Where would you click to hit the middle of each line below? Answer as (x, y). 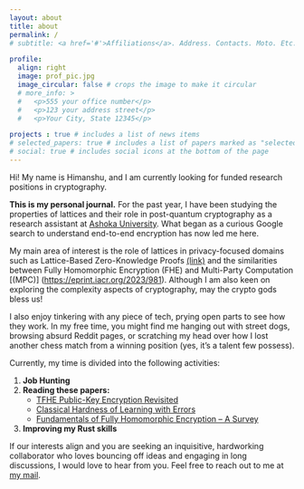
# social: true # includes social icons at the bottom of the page (139, 152)
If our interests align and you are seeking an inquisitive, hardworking (137, 446)
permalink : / (34, 34)
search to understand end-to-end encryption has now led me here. (134, 233)
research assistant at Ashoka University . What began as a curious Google (146, 224)
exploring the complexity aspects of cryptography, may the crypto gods (143, 289)
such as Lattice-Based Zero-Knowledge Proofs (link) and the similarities (143, 260)
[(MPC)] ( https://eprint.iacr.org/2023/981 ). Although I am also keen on (140, 279)
